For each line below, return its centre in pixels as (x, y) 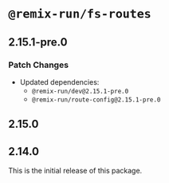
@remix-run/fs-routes (80, 14)
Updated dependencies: (59, 82)
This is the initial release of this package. (75, 171)
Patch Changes (39, 65)
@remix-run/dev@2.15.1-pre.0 (80, 91)
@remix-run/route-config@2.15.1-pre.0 (96, 99)
